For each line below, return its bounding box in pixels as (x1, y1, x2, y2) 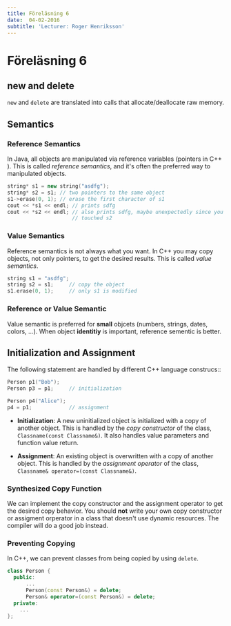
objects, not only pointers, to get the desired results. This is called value (7, 254, 212, 262)
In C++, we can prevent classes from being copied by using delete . (7, 554, 199, 563)
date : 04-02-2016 (7, 17, 60, 23)
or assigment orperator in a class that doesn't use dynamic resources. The (7, 514, 219, 522)
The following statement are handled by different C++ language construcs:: (7, 365, 221, 373)
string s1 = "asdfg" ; (7, 275, 70, 282)
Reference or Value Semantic (7, 304, 107, 314)
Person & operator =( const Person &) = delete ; (25, 593, 156, 600)
